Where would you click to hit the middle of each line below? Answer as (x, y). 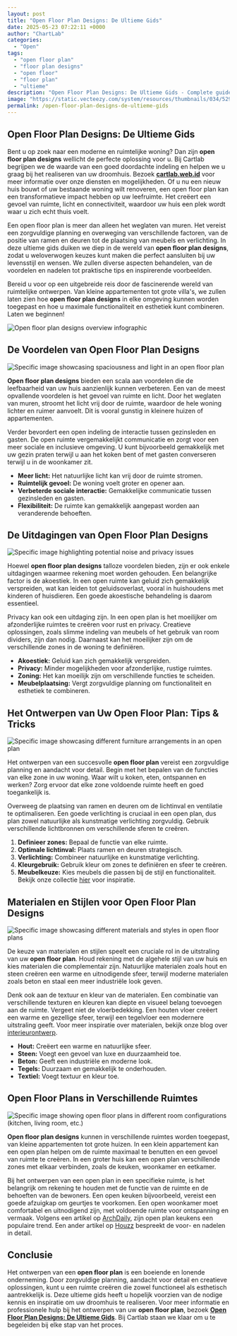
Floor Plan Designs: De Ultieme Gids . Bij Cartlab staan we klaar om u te (111, 1317)
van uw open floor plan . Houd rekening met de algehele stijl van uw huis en (117, 959)
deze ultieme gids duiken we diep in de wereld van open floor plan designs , (118, 247)
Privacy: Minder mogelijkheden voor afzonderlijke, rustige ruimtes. (115, 668)
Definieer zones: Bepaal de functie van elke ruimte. (93, 842)
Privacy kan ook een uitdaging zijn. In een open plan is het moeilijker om (112, 617)
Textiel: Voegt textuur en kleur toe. (68, 1076)
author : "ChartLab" (36, 34)
